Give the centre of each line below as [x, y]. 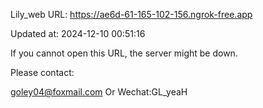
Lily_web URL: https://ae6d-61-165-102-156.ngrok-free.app [131, 14]
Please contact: [42, 72]
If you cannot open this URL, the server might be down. [124, 53]
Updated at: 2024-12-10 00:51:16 [78, 33]
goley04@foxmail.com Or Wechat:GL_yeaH [99, 92]
